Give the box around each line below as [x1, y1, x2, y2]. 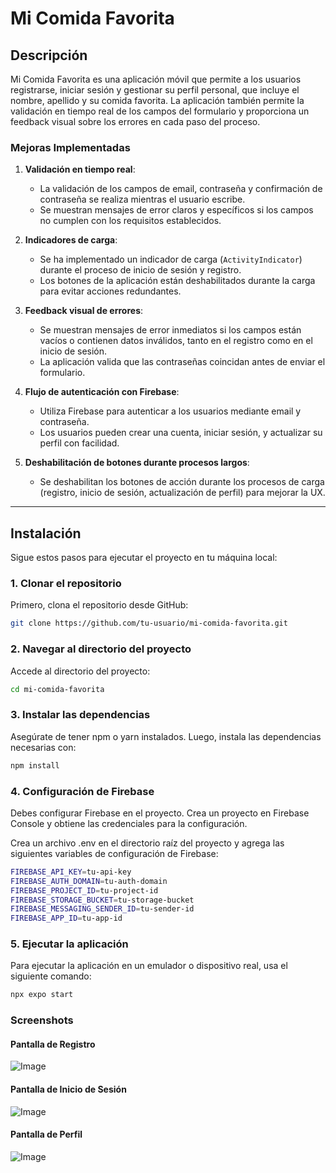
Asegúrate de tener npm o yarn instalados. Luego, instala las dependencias [10, 730, 322, 742]
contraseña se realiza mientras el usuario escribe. [39, 193, 246, 206]
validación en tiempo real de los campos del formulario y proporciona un [10, 105, 310, 117]
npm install [10, 760, 60, 771]
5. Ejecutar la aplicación [10, 937, 129, 951]
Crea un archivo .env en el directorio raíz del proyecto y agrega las [10, 837, 285, 849]
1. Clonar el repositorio [10, 577, 122, 591]
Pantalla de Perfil [10, 1128, 83, 1141]
